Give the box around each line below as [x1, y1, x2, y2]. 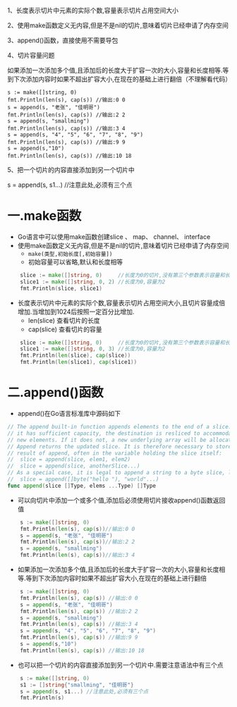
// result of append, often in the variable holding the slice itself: [7, 450, 222, 457]
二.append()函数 [7, 385, 104, 400]
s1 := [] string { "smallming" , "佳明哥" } [20, 681, 134, 689]
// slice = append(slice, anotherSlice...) [7, 462, 140, 470]
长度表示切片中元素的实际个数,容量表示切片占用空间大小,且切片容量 [17, 298, 213, 307]
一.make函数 [7, 208, 82, 224]
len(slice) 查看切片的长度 [28, 316, 100, 324]
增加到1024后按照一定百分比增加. [37, 307, 135, 316]
